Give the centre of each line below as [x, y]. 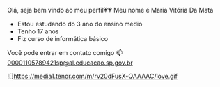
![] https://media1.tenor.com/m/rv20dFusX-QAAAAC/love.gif [92, 76]
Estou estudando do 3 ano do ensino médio [80, 24]
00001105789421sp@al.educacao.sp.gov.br [70, 63]
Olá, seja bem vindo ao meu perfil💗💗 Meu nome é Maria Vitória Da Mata [110, 10]
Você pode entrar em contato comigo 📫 [65, 53]
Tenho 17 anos [38, 31]
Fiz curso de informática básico [63, 39]
